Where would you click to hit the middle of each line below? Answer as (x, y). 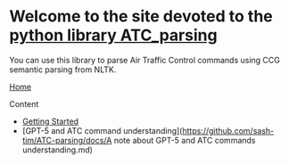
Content (24, 103)
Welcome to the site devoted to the (141, 16)
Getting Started (50, 121)
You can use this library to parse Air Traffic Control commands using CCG (145, 60)
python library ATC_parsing (113, 35)
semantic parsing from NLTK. (63, 70)
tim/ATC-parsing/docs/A (67, 140)
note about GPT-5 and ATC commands (185, 140)
